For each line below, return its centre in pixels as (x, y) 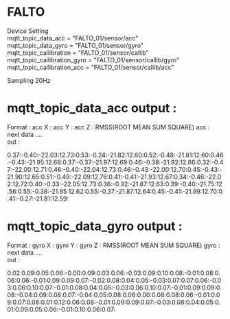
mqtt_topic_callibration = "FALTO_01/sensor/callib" (78, 53)
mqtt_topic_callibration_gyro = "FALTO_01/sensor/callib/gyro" (93, 60)
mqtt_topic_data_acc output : (92, 109)
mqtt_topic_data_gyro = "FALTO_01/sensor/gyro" (76, 45)
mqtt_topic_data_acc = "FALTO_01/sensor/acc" (73, 38)
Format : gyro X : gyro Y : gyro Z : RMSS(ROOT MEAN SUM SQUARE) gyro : (114, 245)
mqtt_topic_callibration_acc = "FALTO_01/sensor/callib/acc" (91, 67)
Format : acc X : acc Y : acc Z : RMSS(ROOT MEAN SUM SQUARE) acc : (108, 127)
